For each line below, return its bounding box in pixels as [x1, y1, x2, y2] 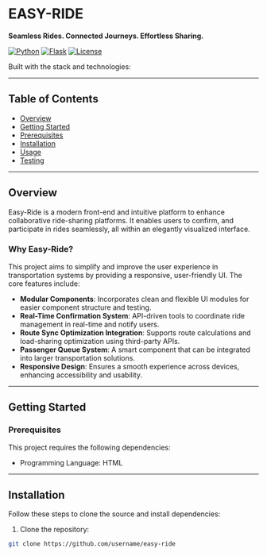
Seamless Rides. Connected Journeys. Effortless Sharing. [8, 31, 204, 41]
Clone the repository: [19, 525, 90, 535]
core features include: [8, 279, 80, 288]
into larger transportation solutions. [19, 353, 135, 362]
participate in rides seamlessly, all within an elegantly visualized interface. [8, 224, 250, 234]
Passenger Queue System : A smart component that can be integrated [19, 345, 250, 354]
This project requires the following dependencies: [8, 442, 171, 452]
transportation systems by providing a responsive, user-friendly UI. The [8, 270, 242, 280]
